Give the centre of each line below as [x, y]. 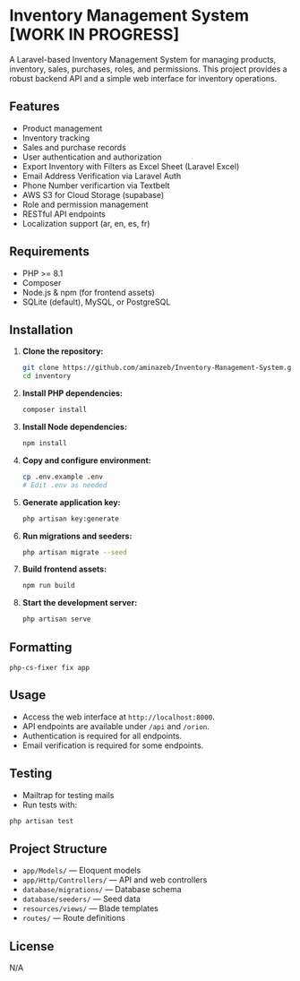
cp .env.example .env [62, 477]
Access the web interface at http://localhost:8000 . [118, 717]
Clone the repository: [63, 351]
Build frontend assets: [64, 569]
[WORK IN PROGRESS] [94, 34]
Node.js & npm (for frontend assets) [88, 292]
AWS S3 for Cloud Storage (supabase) [93, 194]
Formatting [41, 647]
